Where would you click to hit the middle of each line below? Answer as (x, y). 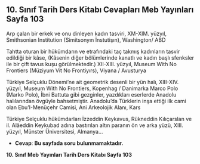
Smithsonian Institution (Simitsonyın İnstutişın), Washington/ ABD (86, 40)
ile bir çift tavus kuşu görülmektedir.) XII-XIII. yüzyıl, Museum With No (92, 64)
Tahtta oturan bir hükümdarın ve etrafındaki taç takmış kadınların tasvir (93, 51)
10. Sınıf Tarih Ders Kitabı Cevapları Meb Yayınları (100, 10)
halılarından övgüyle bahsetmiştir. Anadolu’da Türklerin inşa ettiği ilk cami (96, 101)
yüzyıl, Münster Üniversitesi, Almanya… (55, 131)
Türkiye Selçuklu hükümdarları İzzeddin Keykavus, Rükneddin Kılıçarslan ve (99, 119)
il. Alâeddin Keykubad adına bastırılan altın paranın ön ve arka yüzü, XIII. (95, 125)
